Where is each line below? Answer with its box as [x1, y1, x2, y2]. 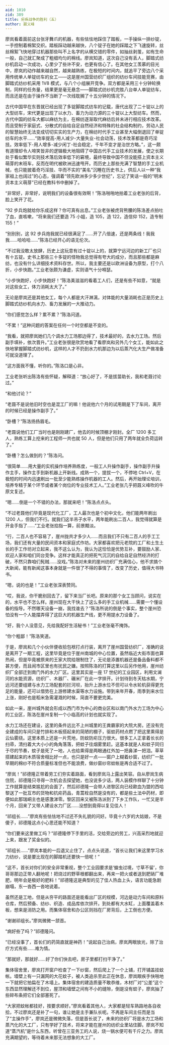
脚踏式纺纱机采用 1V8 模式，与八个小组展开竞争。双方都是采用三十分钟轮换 [5, 80, 161, 86]
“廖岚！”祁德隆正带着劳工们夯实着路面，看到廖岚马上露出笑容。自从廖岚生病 [5, 771, 163, 777]
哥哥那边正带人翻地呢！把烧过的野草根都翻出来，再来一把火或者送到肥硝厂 [5, 871, 159, 877]
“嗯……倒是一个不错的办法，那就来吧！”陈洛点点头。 [5, 499, 114, 506]
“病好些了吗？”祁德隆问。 [5, 928, 58, 934]
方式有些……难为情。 [9, 945, 53, 951]
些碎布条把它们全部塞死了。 [5, 992, 63, 998]
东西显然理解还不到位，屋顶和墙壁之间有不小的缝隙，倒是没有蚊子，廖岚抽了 [5, 986, 164, 992]
